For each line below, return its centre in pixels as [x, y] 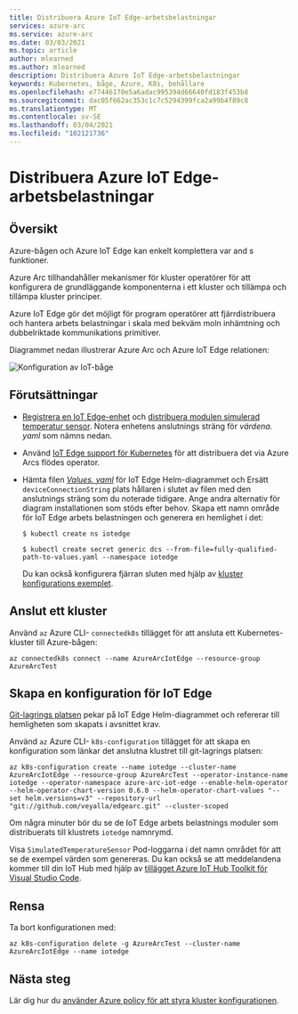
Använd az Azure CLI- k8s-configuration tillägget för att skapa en [130, 741]
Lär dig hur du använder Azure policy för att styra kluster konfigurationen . [144, 1000]
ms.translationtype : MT [53, 109]
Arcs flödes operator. [61, 462]
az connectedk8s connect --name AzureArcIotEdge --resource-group [135, 658]
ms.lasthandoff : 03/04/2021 [61, 126]
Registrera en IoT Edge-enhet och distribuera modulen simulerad [141, 416]
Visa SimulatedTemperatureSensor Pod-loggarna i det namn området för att [145, 850]
